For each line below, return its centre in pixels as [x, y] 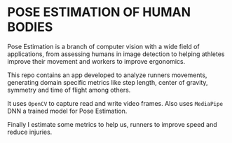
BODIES [30, 27]
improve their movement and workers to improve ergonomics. [96, 61]
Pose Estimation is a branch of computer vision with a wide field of [103, 46]
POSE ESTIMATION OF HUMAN [99, 12]
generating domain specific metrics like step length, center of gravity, [108, 82]
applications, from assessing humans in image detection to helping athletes [116, 54]
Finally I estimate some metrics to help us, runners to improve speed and [112, 124]
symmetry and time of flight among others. [69, 90]
